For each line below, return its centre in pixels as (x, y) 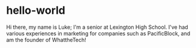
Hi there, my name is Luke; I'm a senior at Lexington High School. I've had (97, 27)
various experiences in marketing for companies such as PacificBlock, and (98, 33)
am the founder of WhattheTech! (46, 40)
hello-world (36, 10)
